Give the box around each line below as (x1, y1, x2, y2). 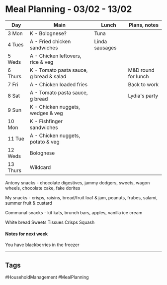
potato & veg (29, 138, 60, 145)
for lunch (128, 73, 149, 80)
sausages (94, 44, 117, 51)
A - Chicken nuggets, (29, 132, 81, 139)
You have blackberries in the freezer (5, 242, 80, 248)
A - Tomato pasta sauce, (29, 89, 88, 96)
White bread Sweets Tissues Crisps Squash (5, 219, 95, 225)
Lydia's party (128, 92, 159, 99)
